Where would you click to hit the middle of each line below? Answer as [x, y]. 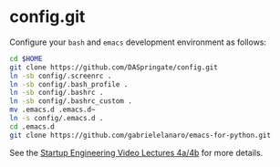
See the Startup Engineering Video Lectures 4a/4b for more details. [136, 152]
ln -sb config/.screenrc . [61, 76]
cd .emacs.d [32, 126]
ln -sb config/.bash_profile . [69, 84]
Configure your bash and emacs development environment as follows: [138, 42]
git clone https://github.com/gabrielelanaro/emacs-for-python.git [140, 135]
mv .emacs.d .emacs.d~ [52, 110]
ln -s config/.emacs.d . [57, 119]
